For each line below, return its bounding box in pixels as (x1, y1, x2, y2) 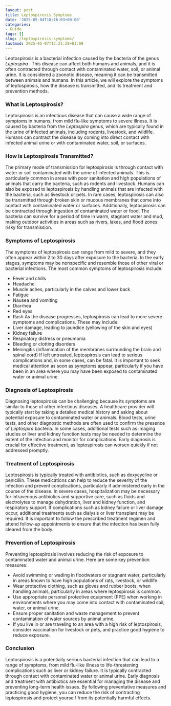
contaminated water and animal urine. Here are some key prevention (5, 556, 150, 563)
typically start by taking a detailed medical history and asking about (5, 409, 148, 415)
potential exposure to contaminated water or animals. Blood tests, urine (5, 414, 156, 421)
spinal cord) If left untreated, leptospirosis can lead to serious (12, 352, 143, 358)
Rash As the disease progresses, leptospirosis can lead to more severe (12, 313, 163, 319)
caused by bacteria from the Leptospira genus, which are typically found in (5, 123, 164, 130)
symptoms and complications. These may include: (12, 319, 119, 325)
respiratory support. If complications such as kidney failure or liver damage (5, 504, 164, 511)
